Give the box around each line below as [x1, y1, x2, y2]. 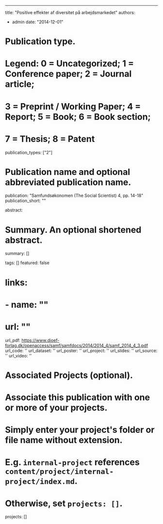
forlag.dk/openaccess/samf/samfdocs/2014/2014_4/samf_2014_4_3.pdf [5, 342, 148, 348]
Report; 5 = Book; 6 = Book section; [5, 111, 151, 122]
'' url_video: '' [5, 352, 32, 359]
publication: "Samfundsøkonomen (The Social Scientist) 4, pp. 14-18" [5, 192, 144, 199]
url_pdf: [5, 337, 21, 343]
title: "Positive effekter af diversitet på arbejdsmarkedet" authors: [5, 10, 135, 15]
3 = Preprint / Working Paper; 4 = [5, 101, 141, 112]
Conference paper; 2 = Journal [5, 68, 132, 79]
